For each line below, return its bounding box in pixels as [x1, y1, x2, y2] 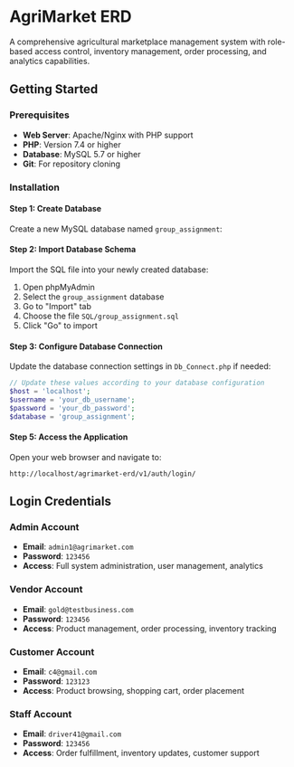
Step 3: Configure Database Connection [9, 341, 163, 352]
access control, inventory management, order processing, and [34, 45, 267, 56]
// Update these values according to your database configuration [9, 378, 265, 388]
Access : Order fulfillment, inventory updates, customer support [22, 748, 260, 759]
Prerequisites [9, 109, 70, 121]
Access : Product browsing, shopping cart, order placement [22, 686, 245, 696]
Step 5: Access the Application [9, 431, 128, 442]
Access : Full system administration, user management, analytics [22, 561, 264, 572]
